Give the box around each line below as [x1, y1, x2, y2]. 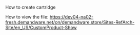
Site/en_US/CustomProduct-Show [5, 24, 77, 30]
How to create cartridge [5, 4, 56, 10]
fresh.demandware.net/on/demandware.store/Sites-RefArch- [5, 19, 135, 25]
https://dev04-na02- [49, 14, 94, 19]
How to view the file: [5, 14, 49, 19]
